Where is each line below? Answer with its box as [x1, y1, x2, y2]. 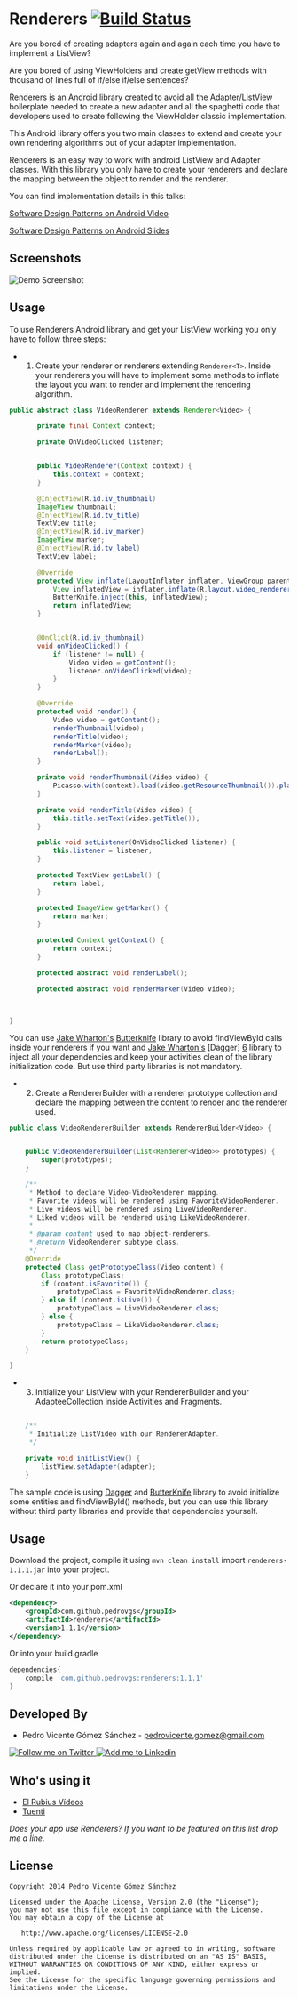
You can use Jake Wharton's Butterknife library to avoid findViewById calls [9, 1032, 283, 1043]
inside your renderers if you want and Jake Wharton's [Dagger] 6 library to [9, 1042, 282, 1052]
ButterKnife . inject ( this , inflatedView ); [52, 592, 208, 602]
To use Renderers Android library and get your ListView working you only [9, 324, 277, 335]
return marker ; [52, 912, 109, 921]
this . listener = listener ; [52, 846, 153, 856]
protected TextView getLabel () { [36, 871, 161, 880]
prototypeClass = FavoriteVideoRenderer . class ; [56, 1287, 237, 1296]
